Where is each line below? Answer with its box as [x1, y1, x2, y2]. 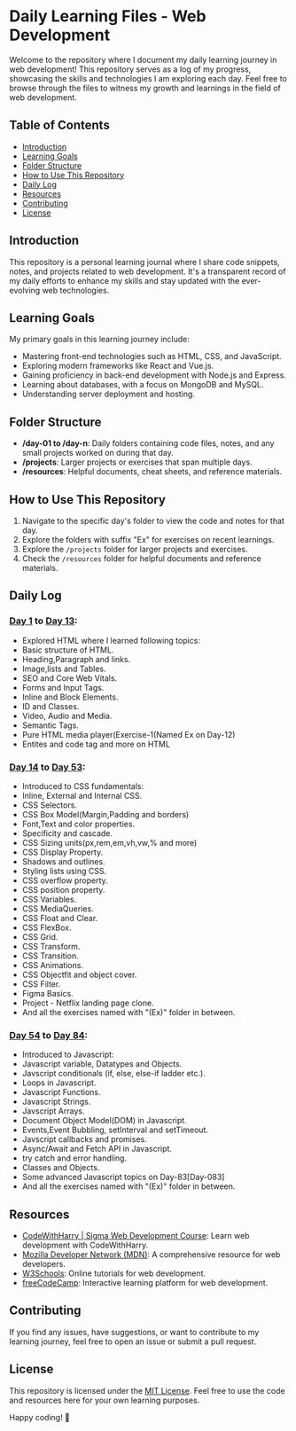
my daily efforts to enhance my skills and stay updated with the [9, 275, 240, 285]
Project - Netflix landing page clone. [21, 997, 154, 1008]
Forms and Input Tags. [21, 682, 105, 692]
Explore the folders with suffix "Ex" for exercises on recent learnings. [21, 535, 275, 544]
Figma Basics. [21, 988, 74, 998]
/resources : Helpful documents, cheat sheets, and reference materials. [21, 466, 283, 477]
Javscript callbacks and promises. [21, 1134, 148, 1145]
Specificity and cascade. [21, 827, 113, 839]
